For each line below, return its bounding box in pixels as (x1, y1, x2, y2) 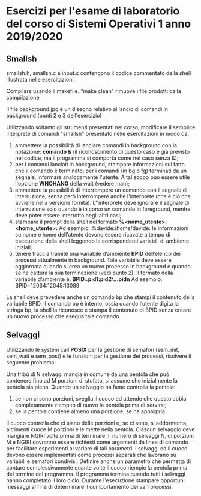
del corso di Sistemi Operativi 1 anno (6, 17, 191, 31)
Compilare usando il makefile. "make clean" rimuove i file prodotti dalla (6, 88, 181, 94)
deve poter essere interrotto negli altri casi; (14, 212, 122, 219)
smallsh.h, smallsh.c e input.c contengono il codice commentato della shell (6, 70, 191, 76)
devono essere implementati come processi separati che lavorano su (6, 451, 177, 458)
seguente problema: (6, 358, 56, 366)
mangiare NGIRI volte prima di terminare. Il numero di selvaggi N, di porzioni (6, 432, 194, 439)
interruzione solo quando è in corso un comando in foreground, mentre (14, 205, 191, 213)
